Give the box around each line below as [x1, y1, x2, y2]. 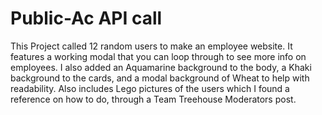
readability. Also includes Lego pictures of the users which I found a [10, 82, 290, 94]
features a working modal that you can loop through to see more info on [10, 50, 307, 62]
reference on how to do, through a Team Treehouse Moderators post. [10, 93, 297, 105]
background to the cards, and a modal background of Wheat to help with [10, 72, 310, 84]
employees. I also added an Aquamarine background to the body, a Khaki [10, 61, 312, 73]
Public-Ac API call [10, 7, 163, 30]
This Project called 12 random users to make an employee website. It [10, 40, 293, 52]
